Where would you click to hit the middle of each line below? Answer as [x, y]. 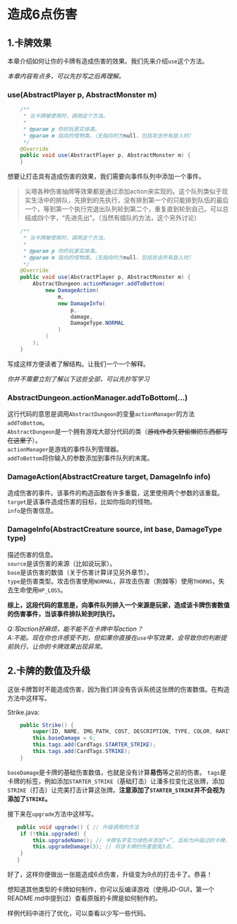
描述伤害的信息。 [32, 555]
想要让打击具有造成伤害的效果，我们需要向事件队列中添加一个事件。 [106, 177]
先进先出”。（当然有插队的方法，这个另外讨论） [133, 218]
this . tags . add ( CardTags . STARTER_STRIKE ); [95, 745]
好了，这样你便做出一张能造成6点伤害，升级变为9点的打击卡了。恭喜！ [110, 874]
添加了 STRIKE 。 [29, 798]
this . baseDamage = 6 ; [65, 738]
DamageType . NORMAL [97, 323]
